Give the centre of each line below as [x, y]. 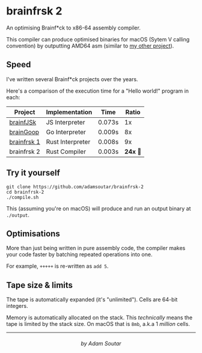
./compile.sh [23, 197]
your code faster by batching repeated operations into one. [79, 254]
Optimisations [33, 234]
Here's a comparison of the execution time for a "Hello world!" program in [98, 91]
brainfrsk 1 [25, 141]
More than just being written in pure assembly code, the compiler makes [96, 248]
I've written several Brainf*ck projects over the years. [72, 79]
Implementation [69, 112]
